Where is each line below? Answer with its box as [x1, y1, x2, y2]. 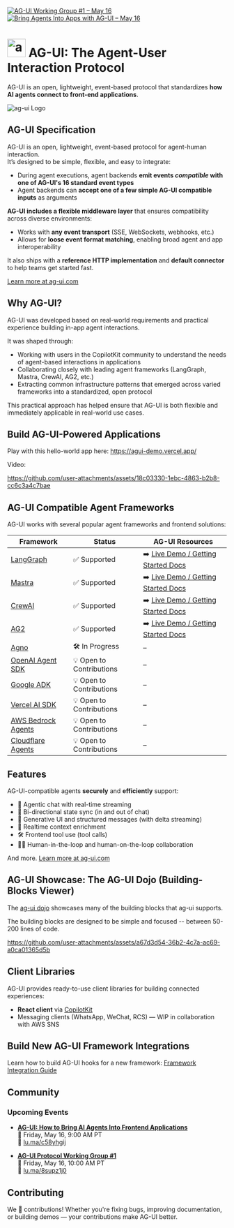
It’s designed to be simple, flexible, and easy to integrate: [7, 157, 171, 165]
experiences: [7, 991, 45, 1000]
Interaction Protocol [7, 60, 125, 76]
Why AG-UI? [7, 297, 63, 309]
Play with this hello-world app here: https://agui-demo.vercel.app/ [7, 447, 197, 455]
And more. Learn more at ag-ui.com [7, 854, 110, 862]
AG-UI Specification [7, 124, 96, 136]
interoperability [17, 242, 61, 251]
